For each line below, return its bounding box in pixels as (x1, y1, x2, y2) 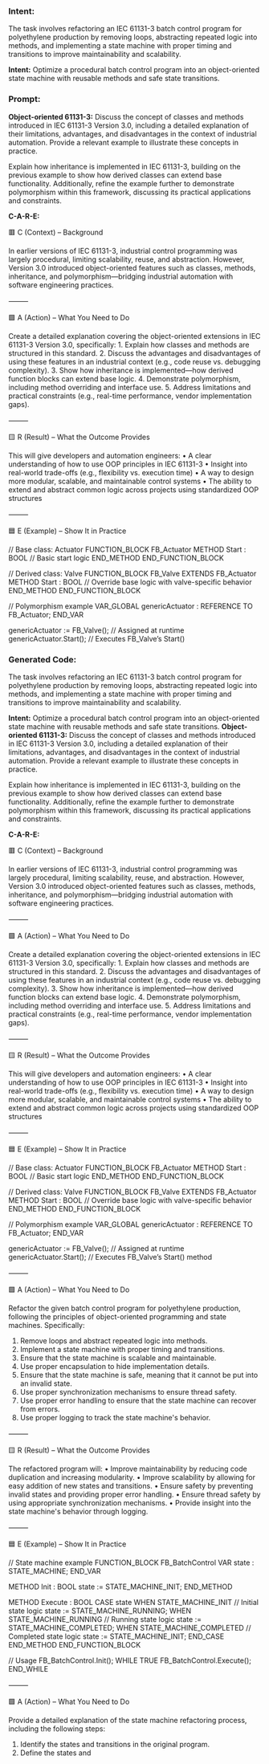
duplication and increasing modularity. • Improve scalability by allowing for (8, 1472, 255, 1482)
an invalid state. (19, 1379, 72, 1388)
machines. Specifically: (8, 1320, 86, 1330)
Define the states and (19, 1748, 92, 1758)
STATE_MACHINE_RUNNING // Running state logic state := (8, 1614, 202, 1623)
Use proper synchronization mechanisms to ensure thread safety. (19, 1387, 237, 1396)
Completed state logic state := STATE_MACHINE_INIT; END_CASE (8, 1632, 225, 1641)
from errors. (19, 1403, 60, 1414)
